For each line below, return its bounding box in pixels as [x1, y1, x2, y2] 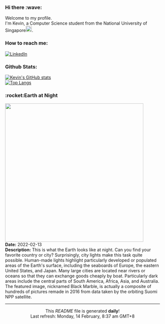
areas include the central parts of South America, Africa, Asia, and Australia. [5, 278, 160, 284]
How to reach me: [5, 40, 48, 47]
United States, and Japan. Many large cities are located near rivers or [5, 268, 146, 274]
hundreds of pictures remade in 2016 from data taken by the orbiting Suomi [5, 289, 158, 294]
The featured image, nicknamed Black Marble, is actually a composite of [5, 284, 151, 290]
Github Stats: [5, 63, 38, 70]
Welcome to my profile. [5, 15, 53, 21]
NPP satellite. [5, 294, 32, 300]
